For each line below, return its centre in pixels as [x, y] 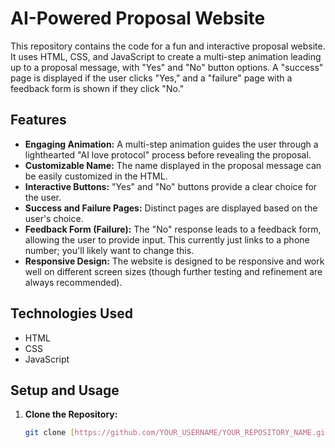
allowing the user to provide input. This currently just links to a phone [167, 239]
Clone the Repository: [71, 414]
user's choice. [54, 218]
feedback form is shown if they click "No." [97, 88]
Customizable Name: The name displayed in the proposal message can [173, 165]
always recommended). [73, 282]
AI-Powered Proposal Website [138, 18]
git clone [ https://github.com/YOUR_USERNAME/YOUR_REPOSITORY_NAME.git [177, 433]
